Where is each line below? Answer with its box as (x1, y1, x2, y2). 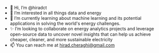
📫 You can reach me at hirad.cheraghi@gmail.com (9, 42, 115, 48)
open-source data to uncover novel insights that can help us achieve (9, 31, 151, 37)
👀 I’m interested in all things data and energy (9, 10, 102, 16)
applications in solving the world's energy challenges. (9, 20, 121, 26)
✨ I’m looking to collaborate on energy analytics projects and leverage (9, 26, 155, 32)
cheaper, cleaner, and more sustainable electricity (9, 37, 113, 42)
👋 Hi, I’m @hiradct (9, 5, 47, 10)
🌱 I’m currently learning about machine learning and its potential (9, 15, 142, 21)
